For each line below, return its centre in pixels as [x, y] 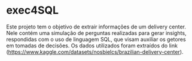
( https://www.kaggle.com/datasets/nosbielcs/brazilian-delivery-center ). [95, 52]
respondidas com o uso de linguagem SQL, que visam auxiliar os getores [96, 39]
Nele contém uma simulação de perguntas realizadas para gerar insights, [96, 33]
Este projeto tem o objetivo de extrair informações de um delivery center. [96, 27]
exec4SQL [32, 10]
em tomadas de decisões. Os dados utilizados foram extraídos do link [92, 46]
